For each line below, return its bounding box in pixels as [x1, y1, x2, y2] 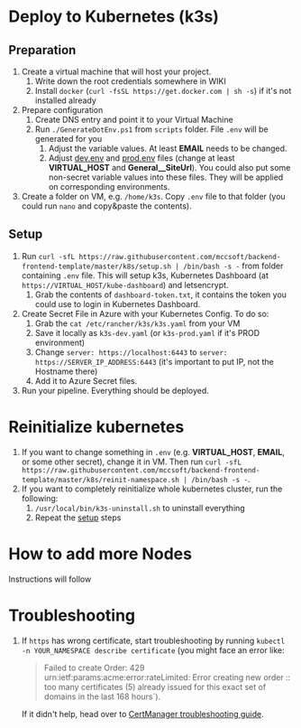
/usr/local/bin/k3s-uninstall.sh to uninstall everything [34, 502, 245, 513]
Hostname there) [34, 366, 98, 377]
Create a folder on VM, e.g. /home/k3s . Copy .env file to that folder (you [21, 191, 286, 201]
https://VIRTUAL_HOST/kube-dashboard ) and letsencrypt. [21, 279, 229, 290]
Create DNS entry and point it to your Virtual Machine [34, 115, 233, 125]
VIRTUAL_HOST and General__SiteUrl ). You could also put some [48, 163, 291, 173]
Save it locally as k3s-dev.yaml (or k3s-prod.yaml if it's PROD [34, 327, 260, 338]
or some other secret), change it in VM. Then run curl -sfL [21, 456, 242, 467]
